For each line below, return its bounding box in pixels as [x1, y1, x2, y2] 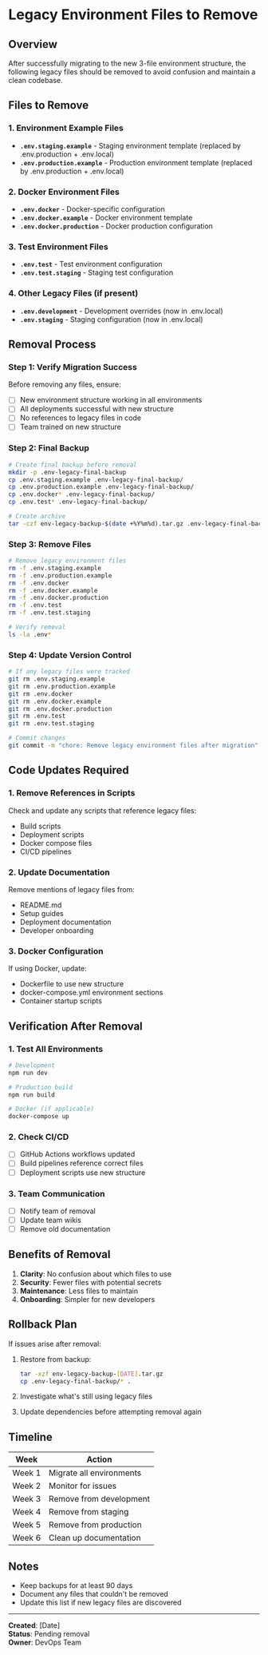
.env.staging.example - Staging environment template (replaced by [19, 141, 242, 150]
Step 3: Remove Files [8, 538, 92, 550]
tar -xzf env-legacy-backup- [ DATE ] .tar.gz [19, 1370, 164, 1378]
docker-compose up [8, 1113, 69, 1121]
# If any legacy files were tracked [8, 668, 130, 676]
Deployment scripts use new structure [19, 1168, 146, 1177]
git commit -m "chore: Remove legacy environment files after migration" [8, 741, 259, 750]
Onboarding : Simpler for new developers [19, 1294, 156, 1304]
